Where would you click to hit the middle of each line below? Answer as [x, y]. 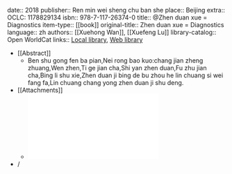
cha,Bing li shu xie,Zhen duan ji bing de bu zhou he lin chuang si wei [125, 75]
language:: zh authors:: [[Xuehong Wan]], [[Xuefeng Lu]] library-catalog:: [112, 32]
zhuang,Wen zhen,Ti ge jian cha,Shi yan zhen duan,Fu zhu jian [117, 68]
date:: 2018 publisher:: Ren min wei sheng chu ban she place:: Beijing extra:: [116, 10]
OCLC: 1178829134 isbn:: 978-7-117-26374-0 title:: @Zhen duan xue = [107, 17]
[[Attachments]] [40, 90]
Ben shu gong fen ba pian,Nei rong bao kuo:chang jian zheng [115, 61]
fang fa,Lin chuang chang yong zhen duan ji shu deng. [106, 82]
